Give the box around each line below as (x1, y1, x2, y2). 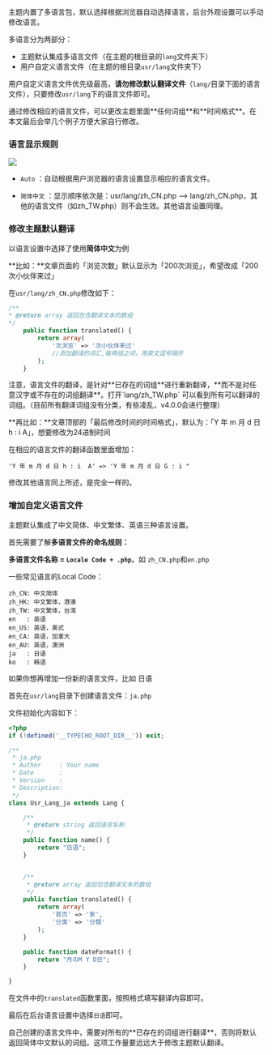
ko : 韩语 (8, 658, 46, 666)
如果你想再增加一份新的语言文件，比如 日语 (8, 673, 152, 683)
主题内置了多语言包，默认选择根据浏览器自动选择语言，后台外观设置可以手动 (8, 7, 264, 16)
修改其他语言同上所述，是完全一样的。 (8, 477, 136, 488)
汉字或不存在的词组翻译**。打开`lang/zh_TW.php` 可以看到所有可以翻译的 (15, 390, 261, 399)
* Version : (11, 776, 63, 784)
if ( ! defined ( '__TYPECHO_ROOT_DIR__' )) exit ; (8, 732, 164, 740)
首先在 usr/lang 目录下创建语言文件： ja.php (8, 690, 152, 700)
